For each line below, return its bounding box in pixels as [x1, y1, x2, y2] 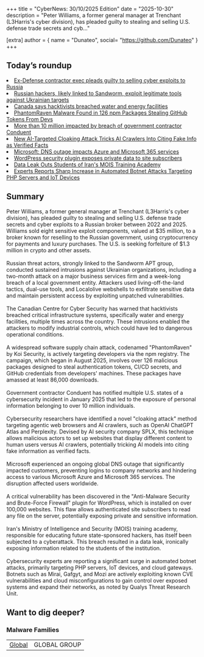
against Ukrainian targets [6, 96, 69, 103]
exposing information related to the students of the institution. [6, 544, 161, 552]
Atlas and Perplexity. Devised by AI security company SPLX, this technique [6, 428, 194, 435]
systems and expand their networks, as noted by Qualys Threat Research [6, 583, 191, 591]
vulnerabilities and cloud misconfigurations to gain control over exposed [6, 577, 188, 584]
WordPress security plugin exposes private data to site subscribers [14, 154, 183, 162]
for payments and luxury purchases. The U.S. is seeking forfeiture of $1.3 [6, 240, 190, 247]
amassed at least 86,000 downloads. [6, 376, 99, 383]
